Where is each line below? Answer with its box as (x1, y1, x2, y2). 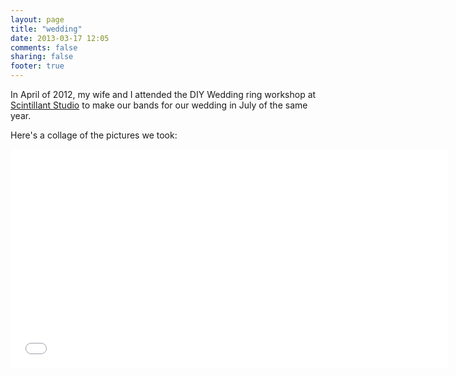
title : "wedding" (10, 24, 83, 34)
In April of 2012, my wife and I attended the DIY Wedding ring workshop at (10, 89, 317, 100)
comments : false (10, 42, 78, 53)
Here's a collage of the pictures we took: (10, 129, 178, 141)
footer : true (10, 61, 65, 71)
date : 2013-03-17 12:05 (10, 33, 110, 43)
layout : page (10, 14, 65, 25)
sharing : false (10, 52, 74, 62)
